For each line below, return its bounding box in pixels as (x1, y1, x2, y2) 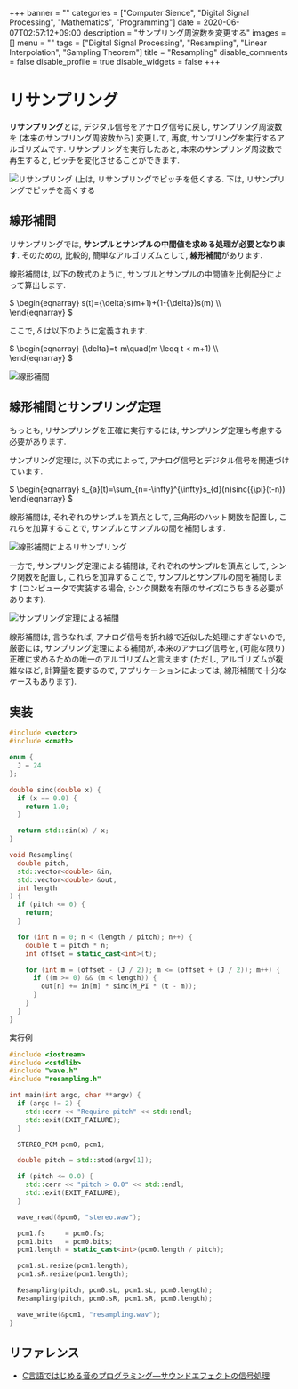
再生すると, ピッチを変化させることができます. (9, 155, 181, 165)
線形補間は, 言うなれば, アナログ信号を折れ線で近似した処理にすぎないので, (9, 631, 286, 642)
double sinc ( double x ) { (9, 785, 101, 794)
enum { (9, 753, 34, 762)
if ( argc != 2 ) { (17, 1099, 82, 1108)
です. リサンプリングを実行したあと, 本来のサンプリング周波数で (47, 143, 283, 154)
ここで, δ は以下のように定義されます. (9, 325, 149, 336)
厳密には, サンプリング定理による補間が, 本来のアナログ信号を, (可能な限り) (9, 642, 286, 653)
